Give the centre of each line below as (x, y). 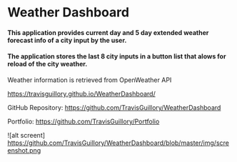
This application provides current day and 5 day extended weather (108, 32)
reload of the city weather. (47, 64)
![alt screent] (26, 135)
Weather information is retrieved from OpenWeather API (90, 80)
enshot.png (24, 150)
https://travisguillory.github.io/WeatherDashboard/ (81, 93)
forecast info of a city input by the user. (67, 40)
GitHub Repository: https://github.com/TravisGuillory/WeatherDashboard (114, 107)
